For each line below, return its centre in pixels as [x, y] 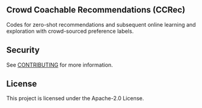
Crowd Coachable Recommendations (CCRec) [96, 10]
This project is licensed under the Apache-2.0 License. [75, 98]
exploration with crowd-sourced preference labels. [70, 31]
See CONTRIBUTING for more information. [60, 65]
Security [23, 50]
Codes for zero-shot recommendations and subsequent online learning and [101, 24]
